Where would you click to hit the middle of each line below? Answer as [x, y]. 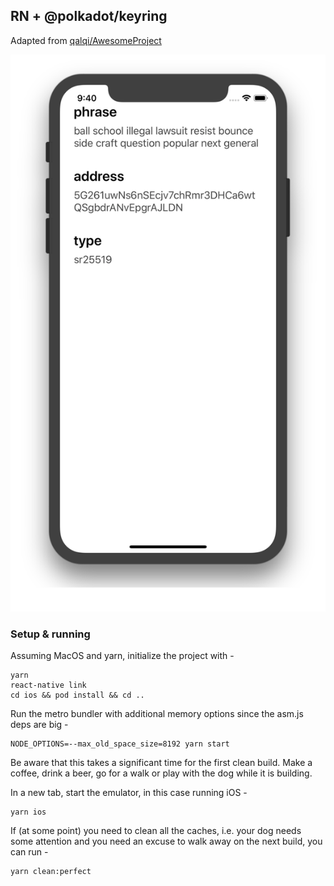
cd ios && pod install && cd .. [77, 695]
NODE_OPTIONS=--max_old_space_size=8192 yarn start [120, 744]
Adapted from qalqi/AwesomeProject [86, 40]
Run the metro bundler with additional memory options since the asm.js [157, 714]
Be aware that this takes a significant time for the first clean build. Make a [161, 763]
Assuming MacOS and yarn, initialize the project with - [122, 656]
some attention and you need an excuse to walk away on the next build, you [166, 841]
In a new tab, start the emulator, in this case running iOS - [129, 793]
